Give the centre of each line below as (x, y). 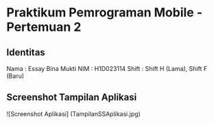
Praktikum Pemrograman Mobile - (105, 13)
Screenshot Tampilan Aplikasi (72, 97)
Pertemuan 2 (44, 27)
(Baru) (15, 76)
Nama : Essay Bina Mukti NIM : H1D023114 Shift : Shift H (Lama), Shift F (107, 69)
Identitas (26, 52)
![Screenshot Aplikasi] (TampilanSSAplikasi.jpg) (74, 113)
